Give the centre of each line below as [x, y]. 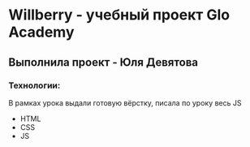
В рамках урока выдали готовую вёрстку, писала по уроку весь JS [125, 102]
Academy [41, 32]
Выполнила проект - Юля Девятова [103, 62]
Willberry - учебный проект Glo [119, 15]
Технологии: [34, 85]
